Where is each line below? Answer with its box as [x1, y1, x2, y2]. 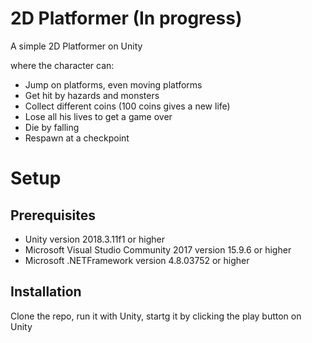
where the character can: [10, 59, 115, 71]
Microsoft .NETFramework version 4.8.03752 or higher [24, 254, 250, 266]
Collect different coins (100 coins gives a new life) [24, 100, 231, 112]
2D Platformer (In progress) [10, 7, 243, 30]
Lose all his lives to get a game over [24, 110, 173, 122]
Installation [10, 283, 82, 301]
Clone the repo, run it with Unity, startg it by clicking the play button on [10, 310, 302, 322]
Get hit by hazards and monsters [24, 89, 160, 101]
